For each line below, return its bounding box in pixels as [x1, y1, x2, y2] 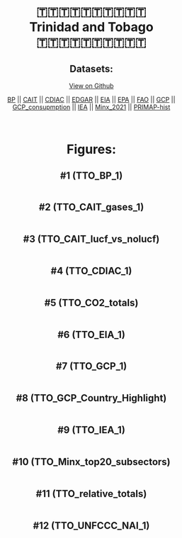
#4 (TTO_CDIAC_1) [50, 265, 132, 277]
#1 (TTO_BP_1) [59, 169, 123, 181]
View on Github [69, 82, 114, 90]
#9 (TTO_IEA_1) [57, 424, 126, 436]
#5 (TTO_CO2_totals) [44, 296, 139, 308]
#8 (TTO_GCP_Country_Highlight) [16, 392, 167, 404]
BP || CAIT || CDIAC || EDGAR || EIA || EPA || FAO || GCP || [7, 96, 176, 103]
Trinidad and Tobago [28, 19, 154, 35]
